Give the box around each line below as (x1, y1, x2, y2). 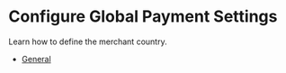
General (21, 53, 51, 64)
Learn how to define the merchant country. (8, 36, 167, 47)
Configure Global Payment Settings (8, 6, 278, 27)
